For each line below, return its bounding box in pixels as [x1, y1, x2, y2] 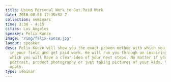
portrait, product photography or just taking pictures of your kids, [10, 60, 163, 65]
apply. [10, 64, 24, 69]
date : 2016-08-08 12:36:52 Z [5, 12, 67, 17]
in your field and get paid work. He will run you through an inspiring [10, 50, 167, 55]
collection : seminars [5, 17, 51, 22]
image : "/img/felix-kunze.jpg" [5, 36, 72, 41]
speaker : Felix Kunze [5, 31, 51, 36]
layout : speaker [5, 41, 40, 46]
